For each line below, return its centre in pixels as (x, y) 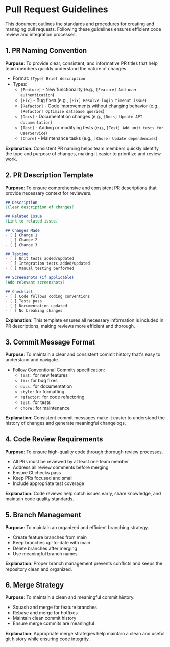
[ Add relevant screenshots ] (35, 282)
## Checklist (19, 291)
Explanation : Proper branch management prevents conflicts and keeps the (84, 563)
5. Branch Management (43, 515)
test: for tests (35, 402)
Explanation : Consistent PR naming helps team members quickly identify (82, 148)
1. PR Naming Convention (46, 50)
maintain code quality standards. (40, 499)
